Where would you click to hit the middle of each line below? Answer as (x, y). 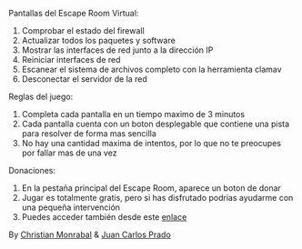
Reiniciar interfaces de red (71, 60)
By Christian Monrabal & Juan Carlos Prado (90, 234)
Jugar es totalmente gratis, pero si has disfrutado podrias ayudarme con (157, 198)
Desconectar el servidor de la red (84, 79)
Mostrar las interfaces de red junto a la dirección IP (117, 50)
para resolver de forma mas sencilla (89, 134)
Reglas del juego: (41, 96)
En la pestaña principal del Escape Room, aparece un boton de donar (151, 188)
